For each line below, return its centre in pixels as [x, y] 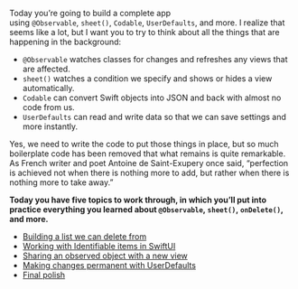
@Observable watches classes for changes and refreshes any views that [155, 59]
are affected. [46, 69]
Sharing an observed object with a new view [105, 256]
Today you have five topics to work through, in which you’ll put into [138, 200]
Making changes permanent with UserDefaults [109, 265]
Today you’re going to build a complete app [90, 13]
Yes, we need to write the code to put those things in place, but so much [144, 144]
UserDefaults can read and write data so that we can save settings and [154, 117]
